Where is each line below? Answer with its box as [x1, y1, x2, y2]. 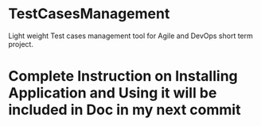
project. [8, 39, 34, 48]
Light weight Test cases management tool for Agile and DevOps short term [8, 31, 253, 40]
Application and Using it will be [8, 84, 217, 102]
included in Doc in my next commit [8, 101, 241, 119]
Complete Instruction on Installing [8, 67, 239, 86]
